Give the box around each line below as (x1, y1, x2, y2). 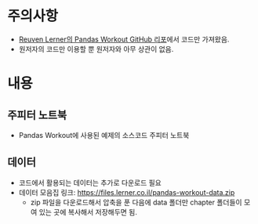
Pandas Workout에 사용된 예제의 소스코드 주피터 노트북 (18, 130, 190, 139)
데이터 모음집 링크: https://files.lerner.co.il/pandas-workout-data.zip (18, 187, 235, 197)
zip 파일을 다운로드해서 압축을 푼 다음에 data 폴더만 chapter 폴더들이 (30, 197, 242, 207)
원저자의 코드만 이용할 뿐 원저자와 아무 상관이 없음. (18, 44, 174, 53)
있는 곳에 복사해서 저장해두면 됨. (38, 207, 138, 216)
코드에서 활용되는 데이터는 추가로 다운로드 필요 (18, 178, 162, 187)
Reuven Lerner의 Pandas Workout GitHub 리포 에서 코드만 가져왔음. (18, 34, 230, 44)
